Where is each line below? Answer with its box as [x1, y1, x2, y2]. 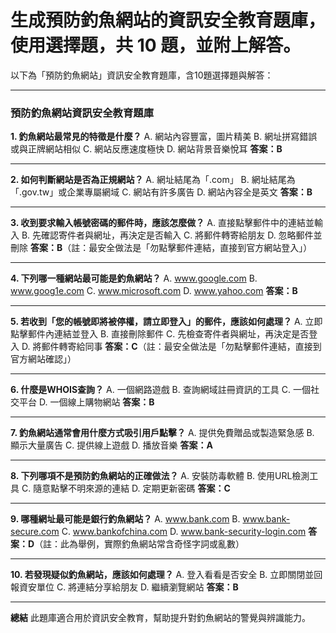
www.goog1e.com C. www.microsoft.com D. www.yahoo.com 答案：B [10, 285, 298, 297]
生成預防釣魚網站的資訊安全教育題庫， [10, 9, 327, 32]
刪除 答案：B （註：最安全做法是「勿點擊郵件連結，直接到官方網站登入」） [10, 242, 313, 254]
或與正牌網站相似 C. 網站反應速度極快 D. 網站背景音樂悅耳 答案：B [10, 143, 283, 155]
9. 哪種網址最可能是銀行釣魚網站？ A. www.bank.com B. [10, 513, 241, 525]
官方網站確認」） [10, 353, 77, 365]
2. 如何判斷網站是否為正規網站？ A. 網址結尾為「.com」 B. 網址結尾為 [10, 174, 296, 186]
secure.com [10, 526, 60, 538]
